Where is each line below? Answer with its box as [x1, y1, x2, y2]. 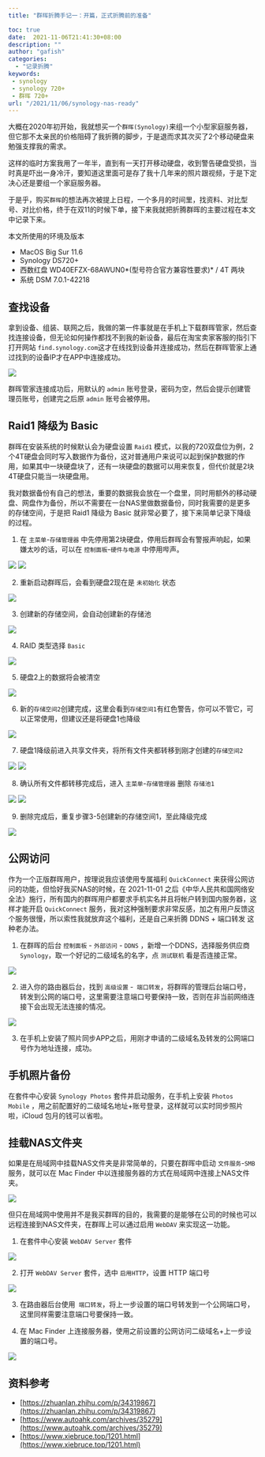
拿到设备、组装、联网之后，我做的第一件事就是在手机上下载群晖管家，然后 [8, 323, 250, 333]
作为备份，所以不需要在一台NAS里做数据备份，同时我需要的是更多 [35, 498, 251, 507]
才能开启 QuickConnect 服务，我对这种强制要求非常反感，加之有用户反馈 [14, 904, 248, 913]
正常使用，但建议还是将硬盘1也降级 [26, 713, 140, 723]
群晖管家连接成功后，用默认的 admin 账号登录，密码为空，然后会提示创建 [8, 384, 244, 393]
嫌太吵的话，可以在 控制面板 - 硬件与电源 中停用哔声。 [19, 544, 184, 554]
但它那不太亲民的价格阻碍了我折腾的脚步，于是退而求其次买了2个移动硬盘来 [8, 132, 255, 141]
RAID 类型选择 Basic [19, 641, 86, 650]
